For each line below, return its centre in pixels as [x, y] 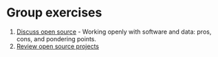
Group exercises [54, 13]
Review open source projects [57, 46]
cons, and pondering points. [56, 38]
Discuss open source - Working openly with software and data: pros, [114, 32]
